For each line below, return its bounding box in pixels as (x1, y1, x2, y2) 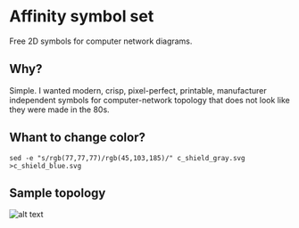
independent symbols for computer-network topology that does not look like (9, 94, 290, 105)
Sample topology (9, 185, 106, 200)
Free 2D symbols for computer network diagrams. (9, 36, 193, 46)
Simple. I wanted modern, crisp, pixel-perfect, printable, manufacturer (9, 85, 268, 95)
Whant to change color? (9, 130, 145, 145)
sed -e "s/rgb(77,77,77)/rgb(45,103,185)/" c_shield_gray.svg (9, 153, 245, 162)
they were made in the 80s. (9, 104, 110, 115)
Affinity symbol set (9, 6, 154, 27)
